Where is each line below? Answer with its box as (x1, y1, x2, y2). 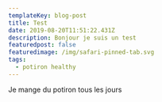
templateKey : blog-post (8, 11, 87, 20)
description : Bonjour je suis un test (8, 33, 137, 42)
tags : (8, 56, 26, 64)
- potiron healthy (15, 63, 77, 71)
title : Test (8, 19, 48, 27)
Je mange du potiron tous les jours (8, 85, 122, 94)
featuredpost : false (8, 41, 77, 49)
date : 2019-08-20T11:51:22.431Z (8, 26, 115, 34)
